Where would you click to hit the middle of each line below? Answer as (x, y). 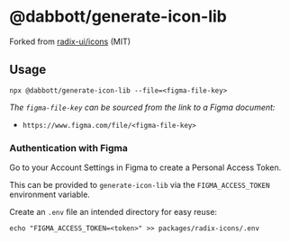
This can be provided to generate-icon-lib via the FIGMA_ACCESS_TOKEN (140, 185)
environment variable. (50, 194)
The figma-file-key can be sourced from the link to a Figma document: (142, 107)
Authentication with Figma (68, 148)
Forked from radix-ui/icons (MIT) (70, 41)
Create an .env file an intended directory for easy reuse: (113, 212)
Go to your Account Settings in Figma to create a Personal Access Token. (145, 167)
